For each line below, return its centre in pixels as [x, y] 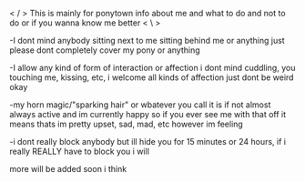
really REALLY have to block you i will [80, 151]
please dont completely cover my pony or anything [105, 50]
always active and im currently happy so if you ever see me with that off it [148, 114]
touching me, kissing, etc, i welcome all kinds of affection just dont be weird [152, 77]
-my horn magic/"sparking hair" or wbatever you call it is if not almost [140, 105]
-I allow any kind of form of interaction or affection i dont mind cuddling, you [152, 68]
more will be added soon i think [68, 169]
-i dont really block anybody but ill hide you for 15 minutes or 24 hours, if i [148, 142]
